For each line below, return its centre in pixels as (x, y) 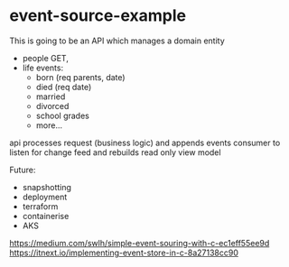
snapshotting (47, 187)
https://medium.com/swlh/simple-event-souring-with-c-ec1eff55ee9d (140, 243)
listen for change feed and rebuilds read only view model (115, 152)
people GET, (46, 58)
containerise (46, 216)
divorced (52, 106)
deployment (45, 197)
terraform (40, 206)
